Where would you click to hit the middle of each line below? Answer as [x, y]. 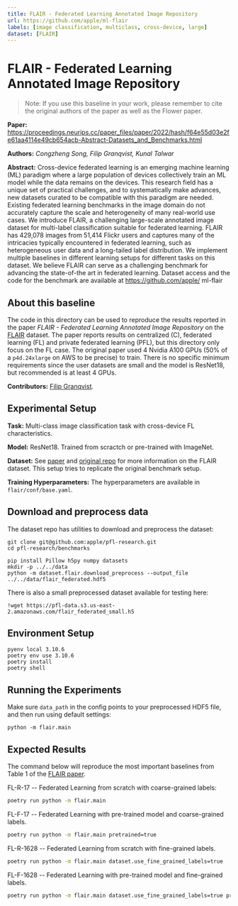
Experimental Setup [52, 409]
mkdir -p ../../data [38, 567]
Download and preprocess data [78, 512]
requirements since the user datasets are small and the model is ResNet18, [116, 365]
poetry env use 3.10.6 [41, 656]
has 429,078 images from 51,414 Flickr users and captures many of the [111, 236]
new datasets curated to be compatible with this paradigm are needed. [110, 198]
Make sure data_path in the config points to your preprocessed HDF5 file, [114, 707]
